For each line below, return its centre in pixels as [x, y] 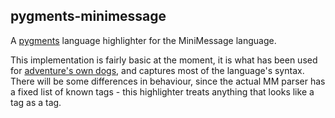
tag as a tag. [36, 102]
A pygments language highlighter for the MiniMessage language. [143, 40]
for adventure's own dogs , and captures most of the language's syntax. [157, 70]
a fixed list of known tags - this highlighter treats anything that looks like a [162, 91]
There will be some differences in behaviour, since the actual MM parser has [168, 81]
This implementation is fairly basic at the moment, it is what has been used [164, 60]
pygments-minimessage [88, 16]
